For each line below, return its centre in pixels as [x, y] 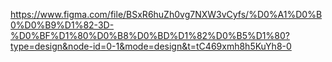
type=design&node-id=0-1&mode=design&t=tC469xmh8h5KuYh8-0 [151, 46]
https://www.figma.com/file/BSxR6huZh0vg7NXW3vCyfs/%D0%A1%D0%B [166, 14]
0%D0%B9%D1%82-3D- [62, 25]
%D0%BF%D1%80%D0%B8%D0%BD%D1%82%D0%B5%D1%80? [150, 35]
